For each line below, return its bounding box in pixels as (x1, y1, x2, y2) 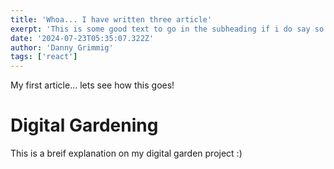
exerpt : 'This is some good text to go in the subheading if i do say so (10, 24, 325, 34)
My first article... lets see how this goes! (10, 79, 175, 91)
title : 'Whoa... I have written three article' (10, 14, 213, 25)
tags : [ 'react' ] (10, 52, 78, 62)
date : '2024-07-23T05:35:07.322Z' (10, 33, 155, 43)
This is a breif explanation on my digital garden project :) (10, 147, 243, 160)
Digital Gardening (10, 114, 159, 137)
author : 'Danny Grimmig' (10, 42, 114, 53)
